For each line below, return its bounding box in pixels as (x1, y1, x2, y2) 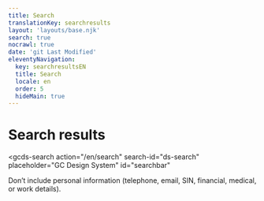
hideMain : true (15, 92, 65, 100)
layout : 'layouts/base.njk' (8, 26, 101, 34)
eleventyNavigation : (8, 56, 76, 64)
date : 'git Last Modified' (8, 48, 97, 56)
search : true (8, 33, 51, 42)
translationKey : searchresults (8, 19, 111, 27)
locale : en (15, 77, 51, 85)
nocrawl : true (8, 41, 55, 49)
